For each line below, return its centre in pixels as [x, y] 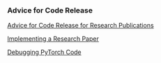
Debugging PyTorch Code [44, 52]
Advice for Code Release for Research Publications [81, 26]
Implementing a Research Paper [53, 39]
